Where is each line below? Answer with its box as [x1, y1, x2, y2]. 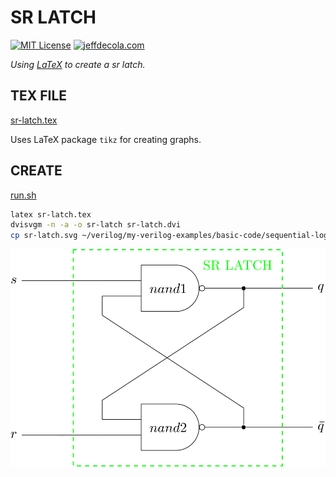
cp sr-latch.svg [10, 231, 78, 241]
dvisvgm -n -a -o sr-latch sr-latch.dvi [10, 220, 182, 230]
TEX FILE [10, 87, 68, 105]
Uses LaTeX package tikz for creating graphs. [10, 133, 202, 145]
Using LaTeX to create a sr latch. [10, 58, 146, 70]
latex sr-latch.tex [10, 209, 92, 220]
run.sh [10, 189, 37, 201]
